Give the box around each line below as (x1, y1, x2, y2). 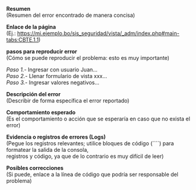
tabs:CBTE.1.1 (6, 36, 39, 43)
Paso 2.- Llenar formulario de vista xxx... (6, 73, 107, 79)
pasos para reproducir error (6, 48, 77, 55)
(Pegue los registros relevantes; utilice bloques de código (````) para (6, 140, 174, 147)
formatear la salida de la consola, (6, 146, 89, 153)
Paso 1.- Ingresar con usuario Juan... (6, 66, 98, 73)
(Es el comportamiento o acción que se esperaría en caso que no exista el (6, 115, 191, 122)
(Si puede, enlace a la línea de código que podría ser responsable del (6, 171, 179, 178)
